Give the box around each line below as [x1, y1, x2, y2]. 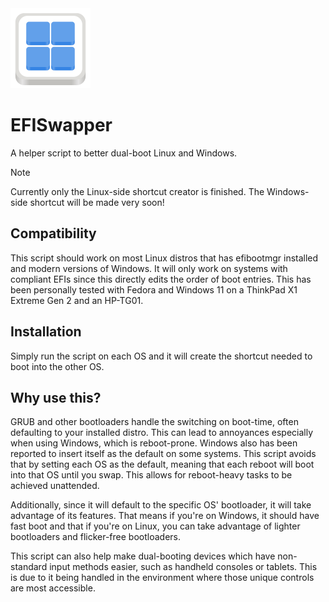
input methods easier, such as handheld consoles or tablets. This [49, 561, 318, 573]
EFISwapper [10, 114, 113, 137]
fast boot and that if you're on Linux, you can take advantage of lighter [10, 520, 301, 532]
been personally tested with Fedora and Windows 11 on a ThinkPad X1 [10, 283, 298, 296]
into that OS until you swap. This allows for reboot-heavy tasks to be [10, 469, 293, 481]
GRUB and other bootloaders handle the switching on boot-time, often [10, 416, 299, 428]
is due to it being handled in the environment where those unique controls [10, 572, 315, 584]
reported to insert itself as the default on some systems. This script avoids [10, 448, 317, 460]
